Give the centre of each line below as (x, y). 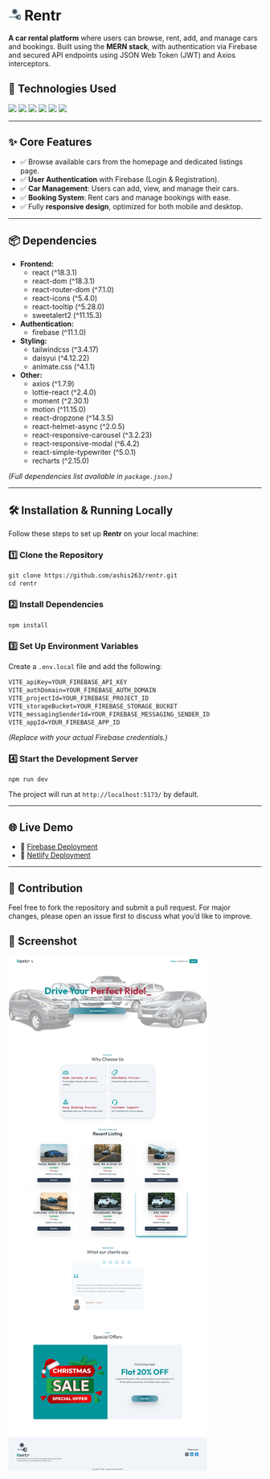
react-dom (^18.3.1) (63, 281)
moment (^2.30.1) (61, 401)
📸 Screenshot (43, 942)
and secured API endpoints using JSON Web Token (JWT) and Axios (122, 55)
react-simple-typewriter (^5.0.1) (84, 452)
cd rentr (23, 584)
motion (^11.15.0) (59, 410)
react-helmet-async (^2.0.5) (78, 427)
